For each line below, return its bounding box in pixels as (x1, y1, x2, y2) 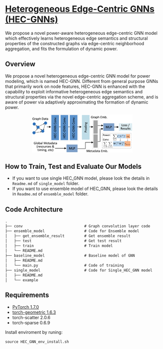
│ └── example (5, 278, 38, 283)
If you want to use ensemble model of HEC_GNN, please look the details (12, 186, 158, 192)
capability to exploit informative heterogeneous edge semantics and (5, 88, 143, 94)
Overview (5, 60, 36, 68)
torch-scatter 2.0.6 (12, 314, 51, 320)
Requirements (5, 291, 49, 299)
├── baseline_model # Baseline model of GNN (5, 253, 135, 258)
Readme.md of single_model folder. (12, 181, 80, 187)
